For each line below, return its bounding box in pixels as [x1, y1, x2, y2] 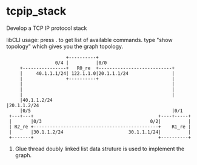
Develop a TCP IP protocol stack [6, 24, 87, 32]
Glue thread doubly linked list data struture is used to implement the [15, 145, 185, 152]
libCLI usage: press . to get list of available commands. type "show [6, 36, 173, 43]
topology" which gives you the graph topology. [6, 43, 124, 50]
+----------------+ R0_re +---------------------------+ [19, 65, 175, 71]
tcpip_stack [6, 4, 67, 18]
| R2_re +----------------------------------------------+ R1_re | [8, 124, 191, 130]
